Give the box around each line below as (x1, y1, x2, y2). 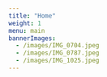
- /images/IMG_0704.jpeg (15, 42, 100, 50)
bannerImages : (8, 34, 57, 43)
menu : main (8, 26, 45, 34)
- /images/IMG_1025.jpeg (15, 57, 100, 65)
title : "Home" (8, 11, 57, 20)
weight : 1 (8, 19, 42, 27)
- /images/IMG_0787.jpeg (15, 49, 100, 57)
